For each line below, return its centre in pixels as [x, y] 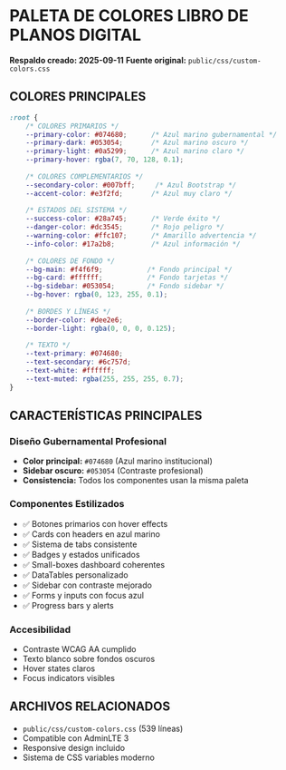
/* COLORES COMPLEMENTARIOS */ [85, 176]
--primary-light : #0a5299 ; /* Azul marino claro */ [135, 151]
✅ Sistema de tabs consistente [80, 544]
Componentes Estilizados [67, 504]
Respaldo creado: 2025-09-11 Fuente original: [98, 60]
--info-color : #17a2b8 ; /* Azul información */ [133, 244]
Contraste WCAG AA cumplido [79, 648]
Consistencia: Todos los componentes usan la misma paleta [135, 481]
